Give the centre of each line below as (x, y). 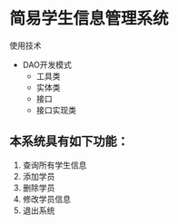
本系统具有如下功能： (69, 141)
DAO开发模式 (47, 64)
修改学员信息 (46, 199)
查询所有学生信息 (54, 165)
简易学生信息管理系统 (89, 19)
